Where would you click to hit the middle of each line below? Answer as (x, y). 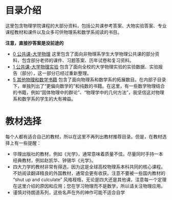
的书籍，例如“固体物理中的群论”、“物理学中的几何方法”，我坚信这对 (84, 92)
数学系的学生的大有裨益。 (49, 98)
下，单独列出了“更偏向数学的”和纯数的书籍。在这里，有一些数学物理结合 (89, 86)
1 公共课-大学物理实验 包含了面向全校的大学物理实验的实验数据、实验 (85, 67)
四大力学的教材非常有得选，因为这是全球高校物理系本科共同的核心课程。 (89, 167)
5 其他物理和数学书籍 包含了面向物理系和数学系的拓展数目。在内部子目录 (89, 79)
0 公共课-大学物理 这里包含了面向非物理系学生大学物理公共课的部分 (84, 54)
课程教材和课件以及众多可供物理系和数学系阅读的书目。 (63, 32)
